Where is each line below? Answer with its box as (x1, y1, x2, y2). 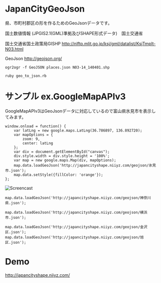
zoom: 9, (22, 136, 40, 141)
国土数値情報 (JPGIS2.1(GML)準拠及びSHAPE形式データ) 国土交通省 (5, 30, 143, 36)
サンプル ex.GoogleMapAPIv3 (5, 91, 126, 102)
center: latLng (22, 141, 54, 146)
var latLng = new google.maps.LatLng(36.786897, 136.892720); (14, 128, 143, 133)
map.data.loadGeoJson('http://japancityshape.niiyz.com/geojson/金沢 (5, 224, 147, 229)
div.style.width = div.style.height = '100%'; (14, 153, 110, 158)
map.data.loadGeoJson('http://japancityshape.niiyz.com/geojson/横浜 (5, 210, 147, 215)
